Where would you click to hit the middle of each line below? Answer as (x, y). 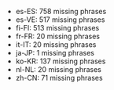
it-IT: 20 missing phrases (56, 45)
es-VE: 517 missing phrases (60, 20)
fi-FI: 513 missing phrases (57, 28)
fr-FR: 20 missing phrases (58, 36)
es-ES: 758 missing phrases (61, 11)
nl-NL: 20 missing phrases (59, 69)
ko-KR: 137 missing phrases (61, 61)
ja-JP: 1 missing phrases (55, 53)
